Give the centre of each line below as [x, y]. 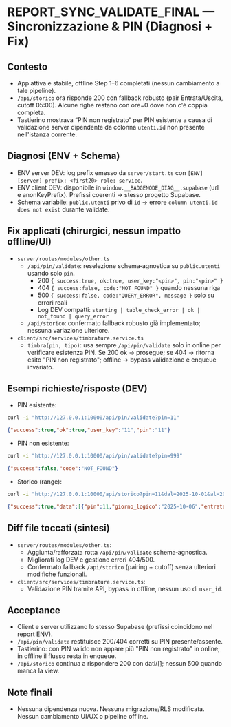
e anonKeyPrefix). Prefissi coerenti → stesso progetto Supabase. [109, 194]
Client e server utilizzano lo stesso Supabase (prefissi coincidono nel [115, 627]
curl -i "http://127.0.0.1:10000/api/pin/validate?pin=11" [93, 418]
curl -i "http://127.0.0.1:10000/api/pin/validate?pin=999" [95, 456]
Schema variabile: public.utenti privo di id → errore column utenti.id [117, 202]
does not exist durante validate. [63, 209]
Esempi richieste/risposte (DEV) [77, 389]
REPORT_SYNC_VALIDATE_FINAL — [111, 12]
